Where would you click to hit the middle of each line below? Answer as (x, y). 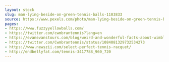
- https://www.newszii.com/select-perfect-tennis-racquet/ (68, 47)
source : (13, 19)
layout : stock (20, 10)
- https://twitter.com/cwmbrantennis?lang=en (53, 33)
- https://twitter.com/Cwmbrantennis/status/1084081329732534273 (75, 42)
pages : (12, 24)
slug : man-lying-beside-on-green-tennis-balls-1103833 (64, 14)
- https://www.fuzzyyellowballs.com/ (44, 28)
